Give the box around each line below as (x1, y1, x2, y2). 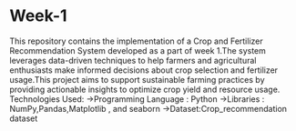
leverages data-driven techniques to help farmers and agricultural (9, 55, 257, 65)
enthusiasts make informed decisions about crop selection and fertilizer (9, 65, 279, 76)
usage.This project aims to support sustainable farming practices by (9, 74, 266, 85)
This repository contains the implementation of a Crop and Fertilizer (9, 35, 263, 46)
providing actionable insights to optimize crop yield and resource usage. (9, 84, 281, 95)
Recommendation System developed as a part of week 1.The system (9, 45, 267, 55)
